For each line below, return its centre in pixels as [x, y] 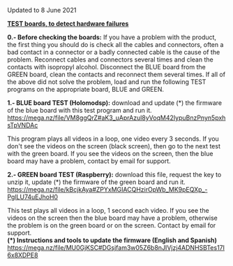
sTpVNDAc [23, 125]
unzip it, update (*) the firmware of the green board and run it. [97, 182]
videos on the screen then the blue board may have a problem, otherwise [112, 218]
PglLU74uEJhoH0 [32, 197]
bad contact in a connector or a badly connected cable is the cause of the [114, 52]
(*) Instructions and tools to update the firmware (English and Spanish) [112, 240]
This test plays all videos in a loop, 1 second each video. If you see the [108, 210]
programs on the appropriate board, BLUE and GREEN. [85, 89]
